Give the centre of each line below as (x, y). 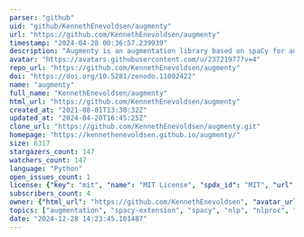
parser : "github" (42, 18)
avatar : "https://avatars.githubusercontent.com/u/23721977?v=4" (135, 59)
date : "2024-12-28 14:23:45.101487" (78, 219)
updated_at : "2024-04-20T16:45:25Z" (78, 118)
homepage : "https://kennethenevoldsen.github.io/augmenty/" (125, 135)
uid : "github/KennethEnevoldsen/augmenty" (90, 26)
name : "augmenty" (42, 85)
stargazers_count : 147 (52, 151)
